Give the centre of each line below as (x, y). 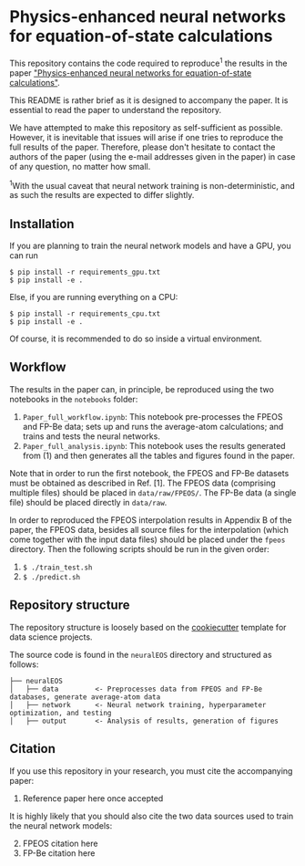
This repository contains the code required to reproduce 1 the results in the (148, 62)
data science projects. (51, 637)
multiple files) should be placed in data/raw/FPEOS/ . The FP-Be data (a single (153, 492)
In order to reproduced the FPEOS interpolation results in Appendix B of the (151, 520)
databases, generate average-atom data (85, 697)
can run (24, 256)
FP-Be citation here (59, 853)
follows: (24, 664)
